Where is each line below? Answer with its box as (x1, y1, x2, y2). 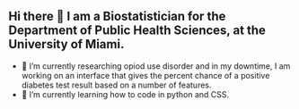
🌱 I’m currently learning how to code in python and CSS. (21, 88, 230, 99)
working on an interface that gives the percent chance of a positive (21, 70, 270, 80)
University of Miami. (8, 37, 125, 52)
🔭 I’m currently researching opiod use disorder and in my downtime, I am (21, 60, 291, 71)
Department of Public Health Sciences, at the (8, 23, 267, 38)
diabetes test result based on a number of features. (21, 80, 212, 90)
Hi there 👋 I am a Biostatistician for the (8, 9, 226, 24)
